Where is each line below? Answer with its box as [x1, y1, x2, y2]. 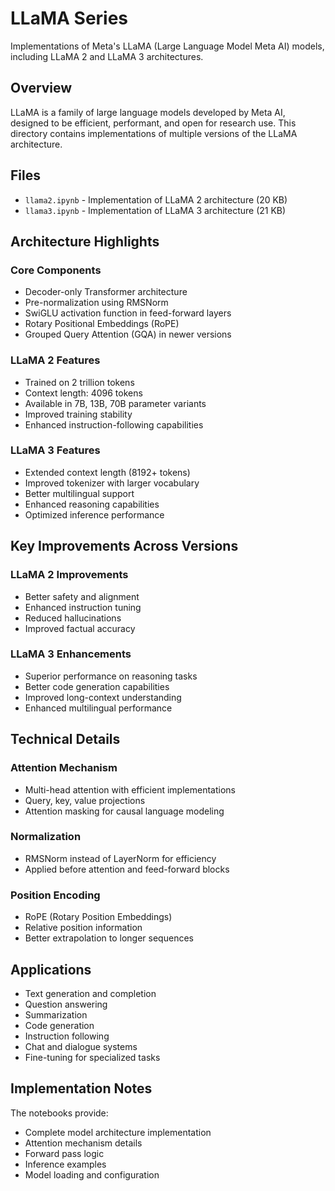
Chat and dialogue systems [24, 1040, 138, 1052]
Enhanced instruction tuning [24, 601, 142, 613]
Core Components [10, 263, 102, 277]
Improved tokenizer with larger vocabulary [24, 477, 200, 489]
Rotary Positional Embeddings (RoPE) [24, 318, 180, 330]
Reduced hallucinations [24, 612, 122, 624]
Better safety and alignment [24, 590, 140, 602]
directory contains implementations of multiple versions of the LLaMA [10, 127, 298, 139]
